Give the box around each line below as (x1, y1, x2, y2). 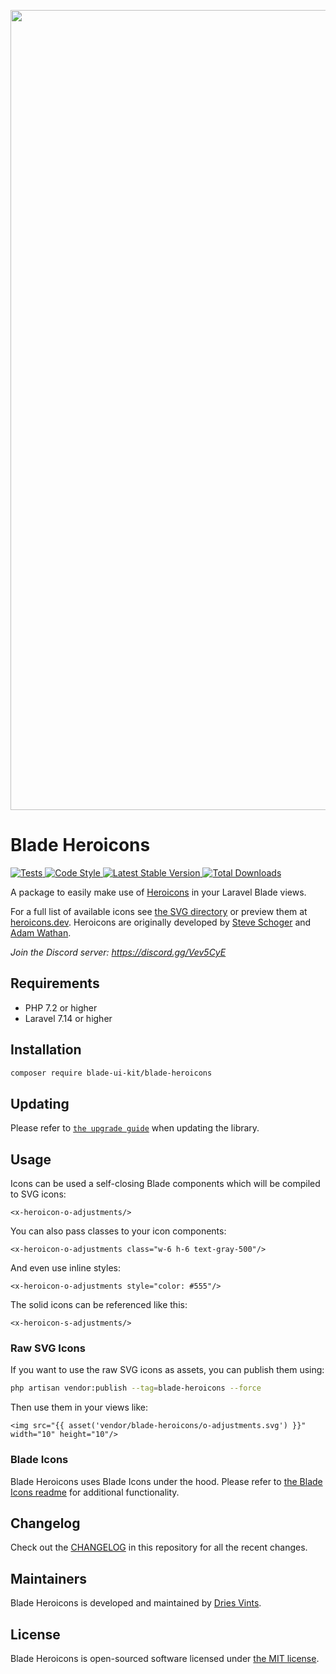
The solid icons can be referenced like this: (10, 1299, 188, 1311)
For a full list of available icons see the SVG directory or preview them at (10, 905, 308, 917)
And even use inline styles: (10, 1262, 122, 1274)
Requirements (10, 975, 100, 992)
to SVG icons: (10, 1188, 67, 1200)
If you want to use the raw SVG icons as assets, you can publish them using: (10, 1364, 325, 1376)
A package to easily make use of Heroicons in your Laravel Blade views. (10, 886, 307, 898)
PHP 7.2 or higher (24, 1001, 98, 1014)
